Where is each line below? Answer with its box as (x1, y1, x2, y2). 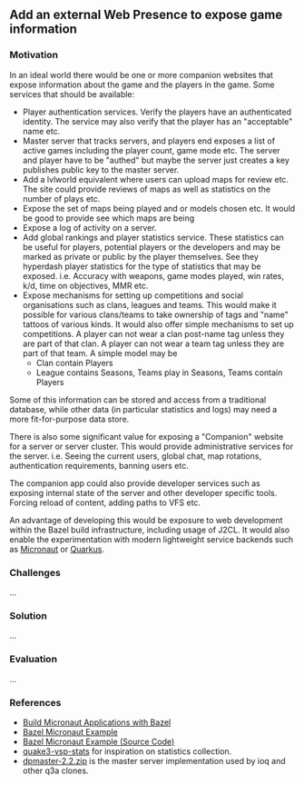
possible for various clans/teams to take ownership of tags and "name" (22, 309, 289, 320)
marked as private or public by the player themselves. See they (22, 251, 259, 262)
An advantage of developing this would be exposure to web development (9, 514, 283, 525)
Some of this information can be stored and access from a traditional (9, 394, 267, 405)
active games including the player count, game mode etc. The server (22, 144, 280, 155)
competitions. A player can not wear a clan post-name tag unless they (22, 328, 285, 339)
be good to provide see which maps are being (22, 213, 195, 224)
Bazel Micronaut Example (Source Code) (22, 736, 175, 747)
